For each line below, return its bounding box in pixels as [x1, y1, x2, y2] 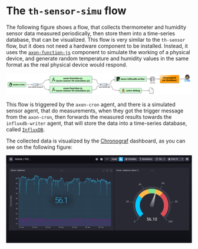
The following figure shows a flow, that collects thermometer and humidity [6, 24, 187, 31]
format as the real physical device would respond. [6, 61, 128, 68]
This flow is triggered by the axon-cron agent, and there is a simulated [6, 101, 176, 108]
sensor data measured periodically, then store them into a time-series [6, 29, 176, 36]
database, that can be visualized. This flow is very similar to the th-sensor [6, 36, 186, 43]
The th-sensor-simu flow [6, 4, 127, 18]
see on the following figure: [6, 143, 72, 151]
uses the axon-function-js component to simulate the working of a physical [6, 48, 190, 55]
